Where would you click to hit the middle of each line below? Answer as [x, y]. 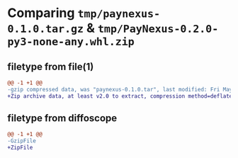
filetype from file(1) [51, 66]
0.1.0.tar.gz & [51, 28]
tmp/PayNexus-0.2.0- [158, 29]
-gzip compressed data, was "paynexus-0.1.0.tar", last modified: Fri [114, 89]
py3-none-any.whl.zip [71, 42]
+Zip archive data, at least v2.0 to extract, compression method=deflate [120, 96]
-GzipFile [22, 141]
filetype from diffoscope [62, 118]
